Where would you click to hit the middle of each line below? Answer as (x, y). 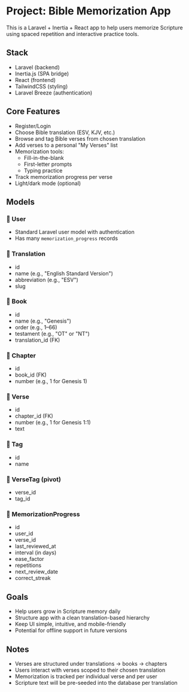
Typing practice (43, 170)
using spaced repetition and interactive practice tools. (73, 34)
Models (20, 202)
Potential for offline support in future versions (71, 630)
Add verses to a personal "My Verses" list (66, 145)
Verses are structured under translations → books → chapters (91, 663)
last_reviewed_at (35, 547)
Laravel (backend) (37, 67)
